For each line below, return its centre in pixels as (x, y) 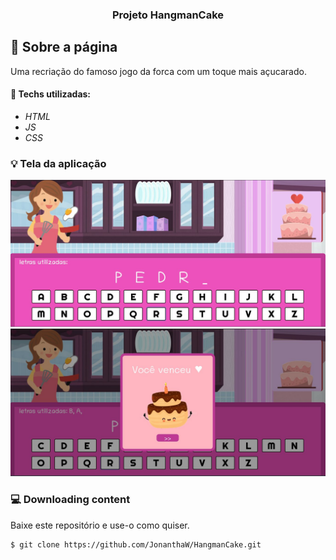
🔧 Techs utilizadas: (51, 94)
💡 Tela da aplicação (58, 163)
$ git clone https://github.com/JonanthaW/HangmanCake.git (136, 544)
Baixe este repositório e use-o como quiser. (100, 525)
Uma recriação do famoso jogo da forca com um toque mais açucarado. (158, 71)
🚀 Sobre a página (64, 47)
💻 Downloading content (70, 500)
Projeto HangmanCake (168, 15)
